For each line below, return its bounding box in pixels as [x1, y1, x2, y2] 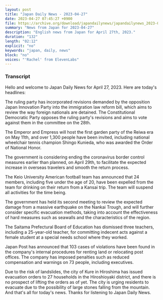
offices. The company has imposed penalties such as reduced [5, 254, 130, 260]
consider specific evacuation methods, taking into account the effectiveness [5, 209, 158, 215]
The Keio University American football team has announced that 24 [5, 174, 140, 180]
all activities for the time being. [5, 189, 66, 195]
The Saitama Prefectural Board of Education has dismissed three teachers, [5, 224, 154, 230]
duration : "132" [5, 35, 38, 40]
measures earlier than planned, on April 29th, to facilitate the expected [5, 159, 147, 165]
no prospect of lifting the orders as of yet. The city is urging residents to [5, 279, 149, 285]
